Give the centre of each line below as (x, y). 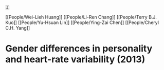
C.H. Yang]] (18, 28)
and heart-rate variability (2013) (75, 60)
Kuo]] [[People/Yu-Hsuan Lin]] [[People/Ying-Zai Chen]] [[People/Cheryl (82, 22)
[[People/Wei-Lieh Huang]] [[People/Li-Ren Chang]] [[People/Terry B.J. (81, 17)
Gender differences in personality (79, 49)
